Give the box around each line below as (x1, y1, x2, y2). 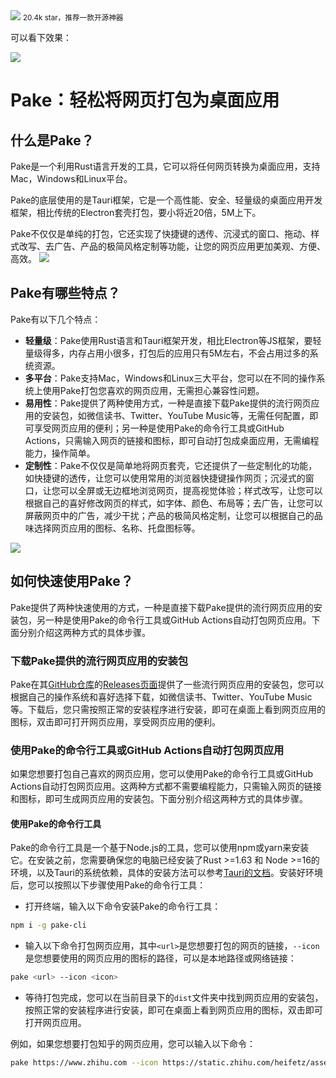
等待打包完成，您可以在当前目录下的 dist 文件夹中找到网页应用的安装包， (24, 992, 324, 1004)
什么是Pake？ (10, 132, 95, 149)
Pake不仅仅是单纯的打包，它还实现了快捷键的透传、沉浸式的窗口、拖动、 (10, 228, 312, 239)
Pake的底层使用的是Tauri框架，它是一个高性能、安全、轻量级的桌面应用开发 (10, 194, 323, 206)
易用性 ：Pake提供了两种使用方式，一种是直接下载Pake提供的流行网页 (24, 397, 312, 409)
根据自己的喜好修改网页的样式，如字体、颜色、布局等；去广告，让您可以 (24, 497, 323, 509)
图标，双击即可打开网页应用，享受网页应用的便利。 (10, 715, 221, 728)
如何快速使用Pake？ (10, 573, 134, 590)
